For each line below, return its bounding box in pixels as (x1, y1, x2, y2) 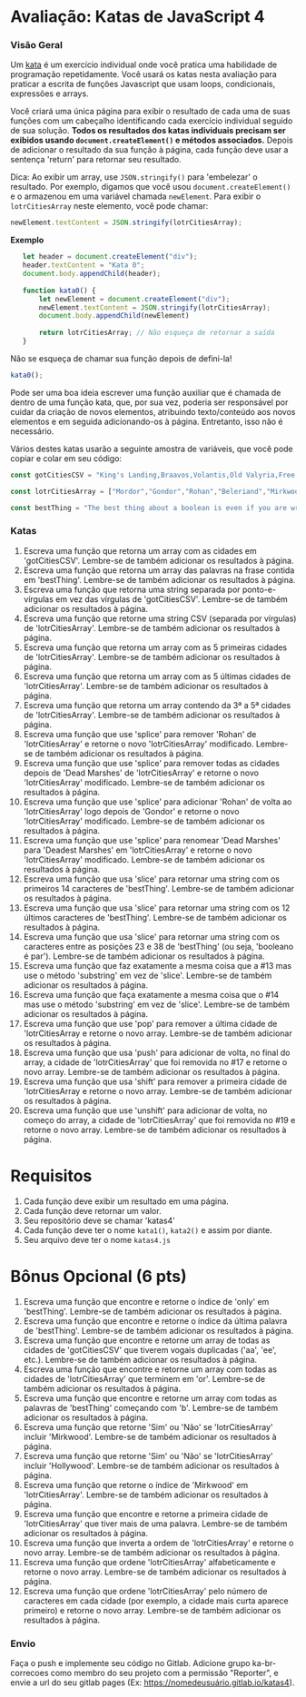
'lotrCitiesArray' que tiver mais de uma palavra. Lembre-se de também (23, 1518, 288, 1529)
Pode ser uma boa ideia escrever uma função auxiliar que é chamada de (10, 387, 281, 398)
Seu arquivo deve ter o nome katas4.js (23, 1234, 171, 1245)
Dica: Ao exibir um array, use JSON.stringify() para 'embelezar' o (10, 172, 258, 183)
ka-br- (252, 1657, 277, 1668)
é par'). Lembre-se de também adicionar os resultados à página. (23, 951, 265, 962)
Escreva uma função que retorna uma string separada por (23, 584, 241, 595)
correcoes (10, 1667, 49, 1678)
